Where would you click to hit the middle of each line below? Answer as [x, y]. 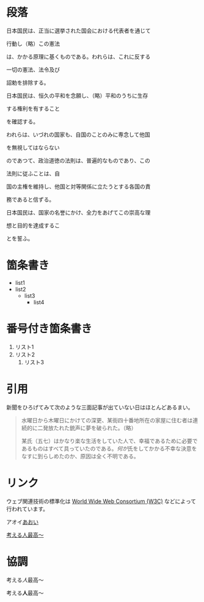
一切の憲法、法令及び [33, 69]
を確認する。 [22, 121]
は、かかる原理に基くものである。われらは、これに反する [78, 56]
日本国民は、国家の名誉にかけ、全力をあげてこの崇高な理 [78, 212]
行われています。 [27, 508]
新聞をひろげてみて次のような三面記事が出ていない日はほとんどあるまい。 [100, 407]
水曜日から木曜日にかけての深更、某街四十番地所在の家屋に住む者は [107, 420]
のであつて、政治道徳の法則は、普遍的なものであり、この [78, 160]
